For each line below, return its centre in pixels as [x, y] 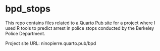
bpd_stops [28, 9]
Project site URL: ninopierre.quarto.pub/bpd [51, 43]
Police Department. [25, 33]
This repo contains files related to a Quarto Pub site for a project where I [80, 23]
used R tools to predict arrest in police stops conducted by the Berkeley [80, 28]
